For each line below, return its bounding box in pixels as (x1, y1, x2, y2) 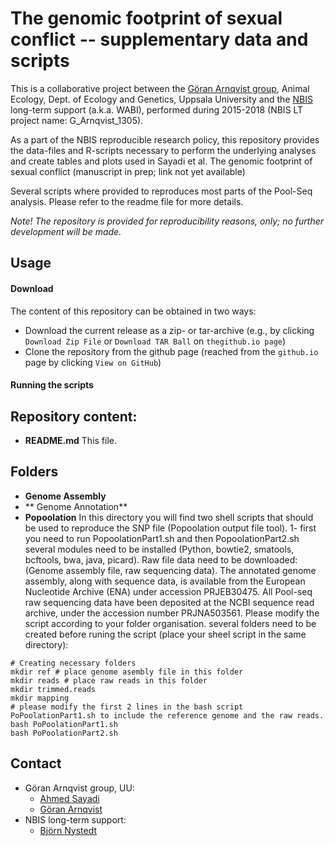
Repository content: (10, 408, 138, 425)
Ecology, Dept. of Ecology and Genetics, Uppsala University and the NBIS (10, 93, 313, 105)
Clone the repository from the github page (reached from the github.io (24, 345, 319, 357)
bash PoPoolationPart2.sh (10, 728, 118, 738)
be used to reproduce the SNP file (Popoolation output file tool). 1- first (24, 522, 317, 534)
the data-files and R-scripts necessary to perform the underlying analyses (10, 144, 317, 156)
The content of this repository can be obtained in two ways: (10, 305, 257, 317)
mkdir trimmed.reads (10, 684, 97, 694)
